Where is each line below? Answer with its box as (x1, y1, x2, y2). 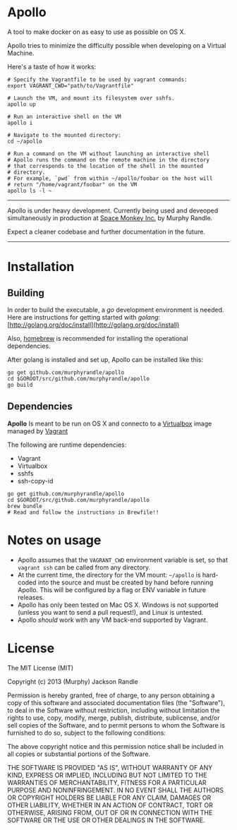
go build (7, 381, 33, 388)
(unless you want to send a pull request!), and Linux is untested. (17, 608, 204, 616)
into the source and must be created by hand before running (37, 578, 214, 587)
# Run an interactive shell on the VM (7, 113, 121, 120)
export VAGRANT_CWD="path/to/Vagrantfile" (7, 82, 134, 89)
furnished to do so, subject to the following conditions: (7, 728, 166, 737)
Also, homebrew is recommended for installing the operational (7, 334, 188, 342)
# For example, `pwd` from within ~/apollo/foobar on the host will (7, 174, 213, 182)
